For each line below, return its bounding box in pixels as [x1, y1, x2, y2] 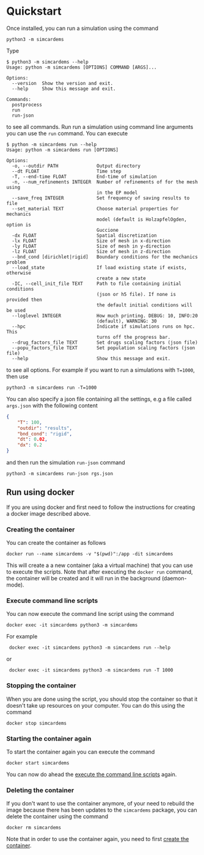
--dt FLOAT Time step [12, 168, 122, 174]
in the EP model [97, 190, 138, 196]
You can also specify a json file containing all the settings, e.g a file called [6, 395, 192, 402]
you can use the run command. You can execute [6, 130, 128, 137]
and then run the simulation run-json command [6, 459, 125, 466]
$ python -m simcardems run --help [6, 141, 97, 147]
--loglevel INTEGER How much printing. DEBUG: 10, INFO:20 [12, 313, 199, 319]
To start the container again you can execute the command [6, 748, 155, 756]
